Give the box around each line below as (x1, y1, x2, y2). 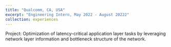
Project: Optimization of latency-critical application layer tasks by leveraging (5, 31, 166, 37)
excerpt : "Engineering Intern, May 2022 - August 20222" (5, 12, 130, 17)
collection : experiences (5, 17, 58, 22)
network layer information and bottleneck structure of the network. (5, 36, 146, 42)
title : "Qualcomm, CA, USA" (5, 7, 66, 13)
